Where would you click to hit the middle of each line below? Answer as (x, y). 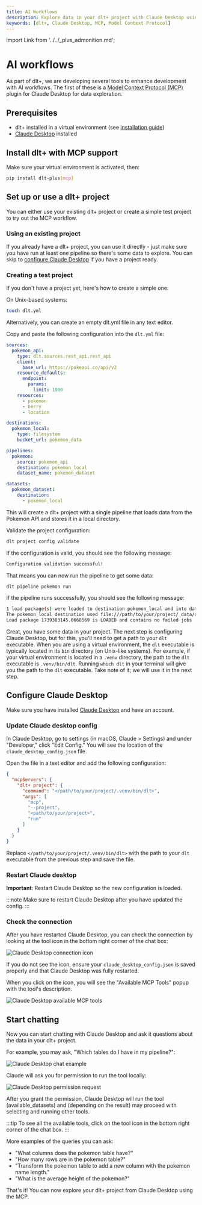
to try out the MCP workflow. (42, 218)
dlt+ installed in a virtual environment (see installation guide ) (90, 128)
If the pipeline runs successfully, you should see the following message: (95, 598)
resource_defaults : (41, 373)
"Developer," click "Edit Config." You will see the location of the (84, 745)
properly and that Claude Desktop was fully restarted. (73, 971)
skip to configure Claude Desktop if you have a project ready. (82, 259)
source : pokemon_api (43, 462)
